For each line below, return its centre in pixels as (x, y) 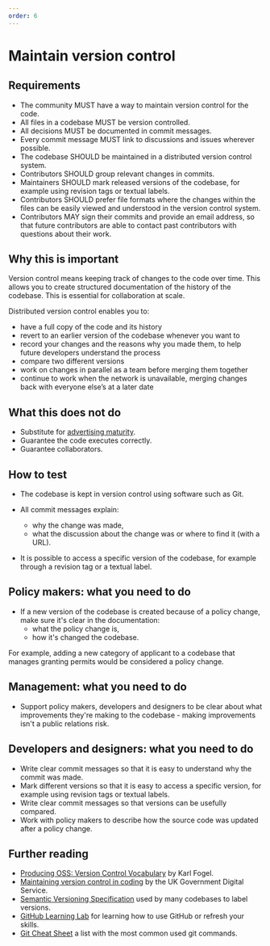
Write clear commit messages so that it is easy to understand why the (136, 768)
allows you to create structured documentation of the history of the (120, 287)
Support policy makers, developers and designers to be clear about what (141, 706)
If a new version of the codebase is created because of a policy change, (140, 612)
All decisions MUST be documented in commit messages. (116, 131)
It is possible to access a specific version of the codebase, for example (138, 558)
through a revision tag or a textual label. (86, 567)
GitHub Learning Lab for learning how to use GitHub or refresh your (132, 916)
